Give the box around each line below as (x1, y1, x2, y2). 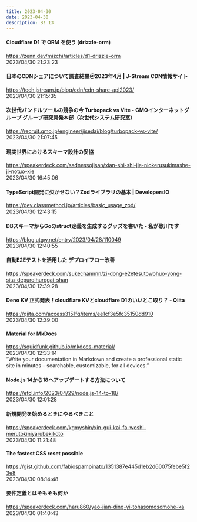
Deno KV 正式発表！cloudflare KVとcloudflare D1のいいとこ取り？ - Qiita (6, 296, 185, 304)
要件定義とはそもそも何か (6, 490, 68, 497)
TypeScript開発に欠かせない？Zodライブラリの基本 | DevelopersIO (6, 188, 169, 195)
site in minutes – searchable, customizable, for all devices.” (6, 362, 149, 369)
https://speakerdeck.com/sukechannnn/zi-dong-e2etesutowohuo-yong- (6, 270, 182, 277)
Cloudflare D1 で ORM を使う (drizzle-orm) (6, 38, 111, 45)
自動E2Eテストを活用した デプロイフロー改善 (6, 256, 115, 263)
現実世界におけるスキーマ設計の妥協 (6, 148, 94, 155)
